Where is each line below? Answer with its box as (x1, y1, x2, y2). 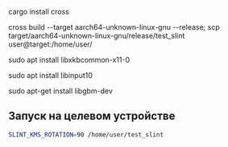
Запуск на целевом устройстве (8, 109, 176, 123)
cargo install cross (8, 7, 70, 16)
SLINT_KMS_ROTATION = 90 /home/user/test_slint (8, 130, 164, 139)
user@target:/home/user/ (8, 39, 93, 49)
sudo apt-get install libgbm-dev (8, 86, 113, 96)
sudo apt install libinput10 (8, 71, 93, 80)
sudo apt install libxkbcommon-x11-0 (8, 55, 131, 64)
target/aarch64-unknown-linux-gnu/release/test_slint (8, 31, 185, 40)
